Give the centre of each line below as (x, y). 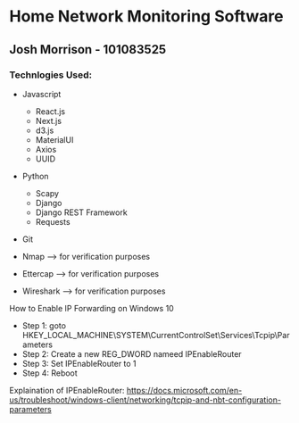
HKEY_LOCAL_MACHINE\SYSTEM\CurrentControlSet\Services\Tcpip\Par (156, 335)
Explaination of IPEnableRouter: (67, 390)
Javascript (42, 94)
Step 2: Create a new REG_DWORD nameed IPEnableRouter (132, 353)
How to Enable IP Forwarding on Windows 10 (91, 308)
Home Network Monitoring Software (146, 17)
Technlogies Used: (51, 75)
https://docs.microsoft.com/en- (184, 390)
